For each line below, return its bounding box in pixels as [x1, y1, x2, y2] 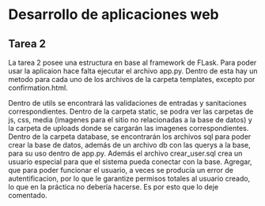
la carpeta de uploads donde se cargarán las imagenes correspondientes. [8, 124, 249, 133]
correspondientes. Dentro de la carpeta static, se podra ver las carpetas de [8, 107, 254, 116]
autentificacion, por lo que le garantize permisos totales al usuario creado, [8, 174, 251, 183]
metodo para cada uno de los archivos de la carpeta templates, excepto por [8, 75, 256, 84]
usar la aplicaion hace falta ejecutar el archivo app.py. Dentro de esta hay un [8, 66, 258, 76]
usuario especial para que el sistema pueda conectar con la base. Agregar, [8, 157, 252, 167]
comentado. [8, 191, 47, 200]
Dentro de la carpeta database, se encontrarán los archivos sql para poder [8, 132, 252, 141]
